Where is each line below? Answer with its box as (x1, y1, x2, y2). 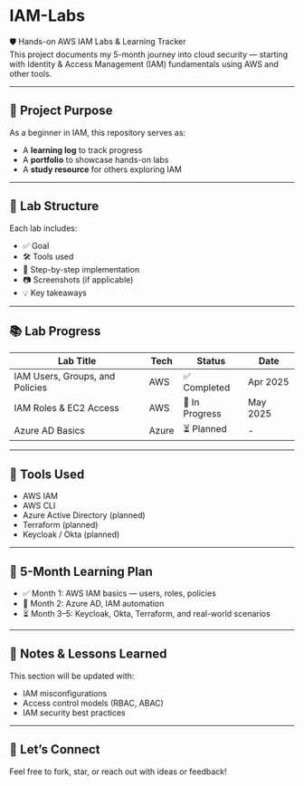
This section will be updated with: (9, 670, 135, 681)
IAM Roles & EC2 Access (14, 402, 119, 415)
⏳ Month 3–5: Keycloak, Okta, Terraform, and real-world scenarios (22, 609, 271, 618)
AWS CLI (22, 500, 56, 512)
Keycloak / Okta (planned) (22, 529, 120, 540)
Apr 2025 (247, 376, 290, 388)
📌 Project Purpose (9, 103, 113, 119)
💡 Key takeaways (22, 287, 88, 298)
